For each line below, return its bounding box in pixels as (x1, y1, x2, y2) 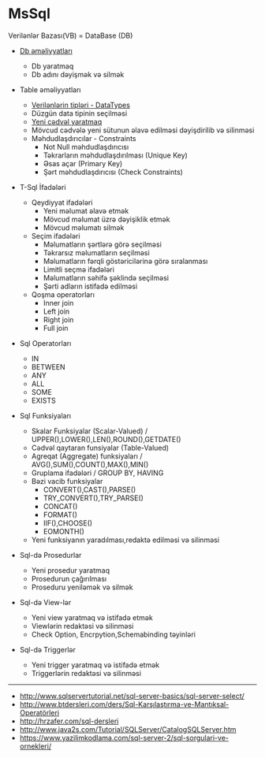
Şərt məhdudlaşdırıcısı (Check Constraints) (43, 167, 184, 176)
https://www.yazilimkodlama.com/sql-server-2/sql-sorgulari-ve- (19, 733, 229, 742)
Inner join (43, 298, 74, 307)
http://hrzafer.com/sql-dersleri (19, 716, 119, 726)
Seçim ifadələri (31, 231, 80, 240)
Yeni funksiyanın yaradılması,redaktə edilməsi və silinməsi (31, 535, 219, 544)
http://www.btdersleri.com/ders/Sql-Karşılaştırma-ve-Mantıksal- (19, 699, 230, 709)
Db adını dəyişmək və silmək (31, 69, 125, 79)
